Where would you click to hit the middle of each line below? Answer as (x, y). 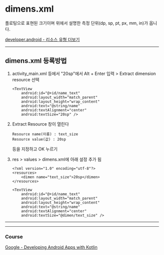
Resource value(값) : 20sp (39, 139)
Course (14, 237)
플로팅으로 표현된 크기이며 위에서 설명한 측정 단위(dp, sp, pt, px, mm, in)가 (77, 23)
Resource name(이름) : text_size (45, 134)
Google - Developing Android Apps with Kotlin (51, 247)
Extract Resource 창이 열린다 (41, 124)
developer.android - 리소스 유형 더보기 (42, 39)
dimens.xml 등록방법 (36, 61)
